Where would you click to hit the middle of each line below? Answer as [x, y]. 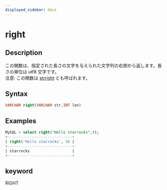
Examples [21, 121]
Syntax [16, 94]
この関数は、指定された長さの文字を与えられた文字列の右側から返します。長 [83, 65]
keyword [19, 171]
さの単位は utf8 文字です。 [32, 72]
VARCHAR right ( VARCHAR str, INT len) [43, 105]
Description [24, 53]
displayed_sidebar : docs [31, 10]
